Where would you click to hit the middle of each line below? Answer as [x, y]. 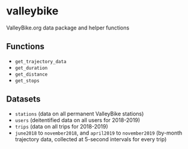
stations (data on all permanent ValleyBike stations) [79, 114]
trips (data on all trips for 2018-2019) [61, 126]
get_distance [31, 74]
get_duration [31, 68]
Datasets [23, 99]
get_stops [27, 81]
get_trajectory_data [41, 61]
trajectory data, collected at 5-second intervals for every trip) [91, 139]
